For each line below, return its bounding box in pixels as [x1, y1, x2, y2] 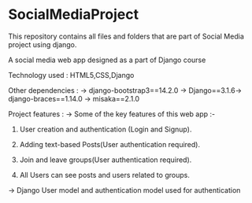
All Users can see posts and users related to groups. [19, 170, 191, 179]
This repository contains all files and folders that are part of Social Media [8, 31, 244, 41]
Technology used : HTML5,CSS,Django [8, 70, 135, 79]
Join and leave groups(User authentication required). [19, 155, 192, 164]
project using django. [8, 39, 77, 49]
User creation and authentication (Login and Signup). [19, 124, 192, 134]
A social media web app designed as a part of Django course [8, 55, 206, 65]
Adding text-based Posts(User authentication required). [19, 139, 201, 149]
